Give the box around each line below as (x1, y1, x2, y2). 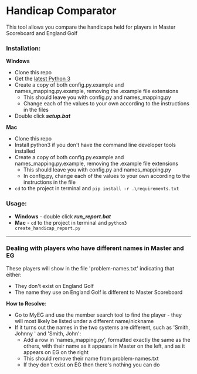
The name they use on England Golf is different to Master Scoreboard (14, 289, 183, 296)
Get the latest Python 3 (14, 75, 70, 83)
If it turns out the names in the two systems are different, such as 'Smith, (14, 324, 191, 331)
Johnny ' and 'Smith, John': (14, 330, 81, 337)
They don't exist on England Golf (14, 282, 94, 289)
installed (14, 147, 35, 155)
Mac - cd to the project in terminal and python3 (14, 219, 127, 226)
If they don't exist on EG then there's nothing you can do (23, 361, 160, 368)
